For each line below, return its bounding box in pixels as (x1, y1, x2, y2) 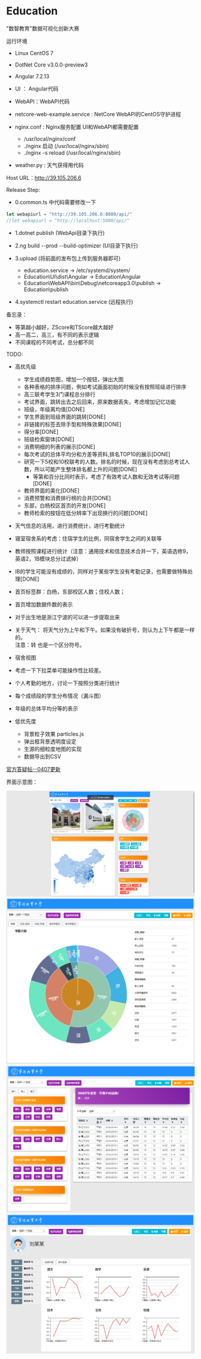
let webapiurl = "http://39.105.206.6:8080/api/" (6, 211, 133, 217)
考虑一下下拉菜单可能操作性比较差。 (14, 666, 105, 674)
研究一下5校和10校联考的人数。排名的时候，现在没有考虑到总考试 (23, 458, 185, 465)
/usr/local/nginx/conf (23, 135, 76, 142)
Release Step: (6, 186, 41, 193)
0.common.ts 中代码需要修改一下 (14, 198, 96, 206)
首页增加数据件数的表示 (14, 600, 73, 608)
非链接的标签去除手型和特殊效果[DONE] (23, 421, 121, 428)
